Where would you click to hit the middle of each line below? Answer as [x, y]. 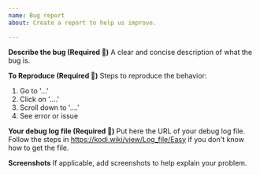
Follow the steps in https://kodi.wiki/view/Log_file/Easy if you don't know [126, 139]
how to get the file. [39, 148]
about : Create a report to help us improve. [82, 23]
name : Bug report [37, 15]
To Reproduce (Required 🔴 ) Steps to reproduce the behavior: [108, 75]
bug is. [19, 60]
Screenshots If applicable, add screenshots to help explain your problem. [128, 162]
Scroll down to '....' [50, 108]
